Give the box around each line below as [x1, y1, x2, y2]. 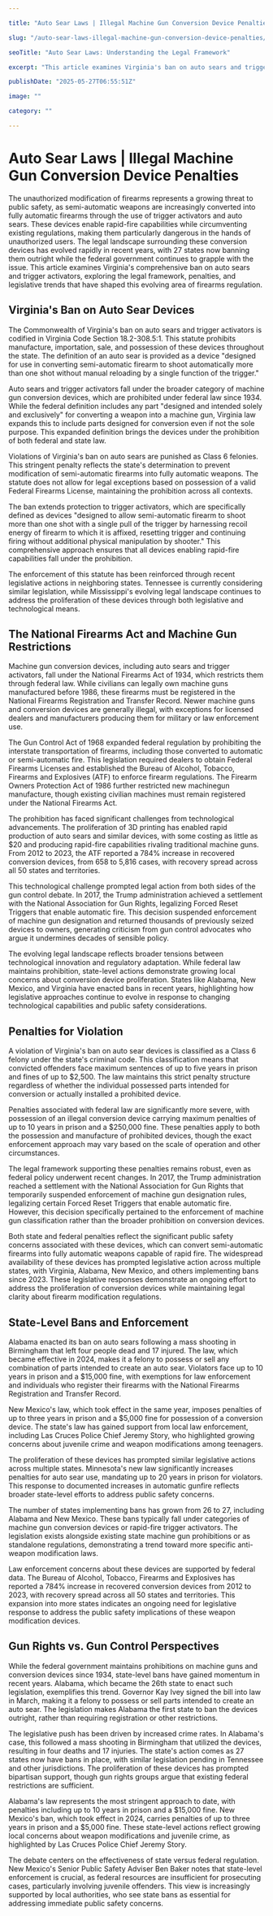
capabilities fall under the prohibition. [8, 554, 133, 563]
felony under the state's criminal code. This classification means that [8, 1054, 239, 1065]
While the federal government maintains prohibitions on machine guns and [8, 1661, 258, 1671]
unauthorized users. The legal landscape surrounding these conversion [8, 237, 248, 246]
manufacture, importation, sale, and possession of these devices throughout [8, 342, 264, 352]
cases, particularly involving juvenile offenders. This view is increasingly [8, 1881, 250, 1891]
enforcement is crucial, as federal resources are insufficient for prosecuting [8, 1872, 262, 1882]
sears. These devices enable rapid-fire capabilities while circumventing [8, 219, 248, 228]
